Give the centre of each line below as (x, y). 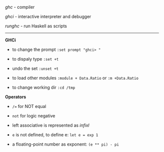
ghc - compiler (20, 7)
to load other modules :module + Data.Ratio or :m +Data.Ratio (75, 78)
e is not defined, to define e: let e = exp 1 (55, 135)
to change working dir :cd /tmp (44, 87)
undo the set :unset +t (35, 68)
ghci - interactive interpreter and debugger (48, 16)
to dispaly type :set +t (35, 59)
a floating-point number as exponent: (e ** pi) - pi (65, 144)
